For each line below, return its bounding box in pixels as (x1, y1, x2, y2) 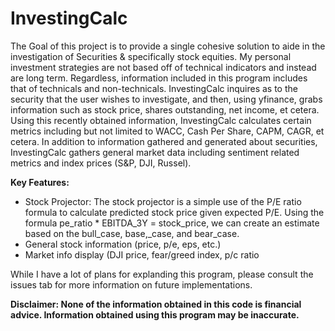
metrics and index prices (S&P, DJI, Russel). (10, 157, 192, 169)
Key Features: (10, 176, 70, 188)
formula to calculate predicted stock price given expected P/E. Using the (24, 206, 325, 218)
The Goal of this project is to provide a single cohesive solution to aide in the (10, 40, 326, 52)
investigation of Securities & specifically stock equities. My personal (10, 50, 292, 62)
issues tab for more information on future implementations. (10, 278, 253, 291)
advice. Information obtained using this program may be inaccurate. (10, 308, 300, 321)
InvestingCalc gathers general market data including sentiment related (10, 146, 300, 158)
